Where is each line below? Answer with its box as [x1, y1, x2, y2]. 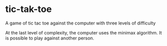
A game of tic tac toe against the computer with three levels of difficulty [5, 20, 156, 26]
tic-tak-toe [5, 3, 52, 15]
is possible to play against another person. [5, 35, 94, 41]
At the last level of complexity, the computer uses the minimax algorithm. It [5, 29, 162, 35]
